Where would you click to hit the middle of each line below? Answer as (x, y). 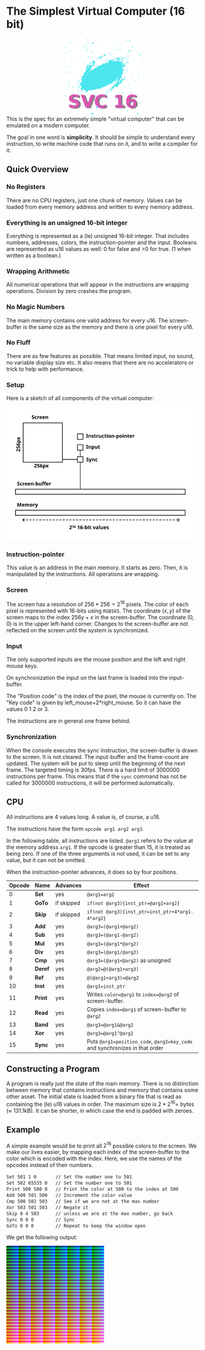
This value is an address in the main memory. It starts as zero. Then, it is (97, 568)
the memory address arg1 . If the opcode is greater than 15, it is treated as (99, 847)
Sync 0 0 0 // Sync (41, 1220)
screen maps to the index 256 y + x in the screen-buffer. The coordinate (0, (100, 617)
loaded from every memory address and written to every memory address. (100, 207)
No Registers (26, 187)
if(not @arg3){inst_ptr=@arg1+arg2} (133, 903)
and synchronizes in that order (125, 1048)
